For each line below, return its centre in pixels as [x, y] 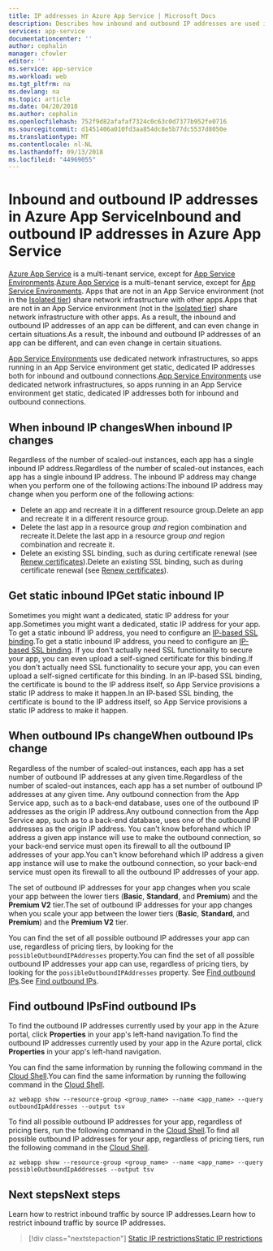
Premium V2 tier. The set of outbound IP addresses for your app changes [131, 905]
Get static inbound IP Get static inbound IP [117, 596]
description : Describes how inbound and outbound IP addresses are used [134, 24]
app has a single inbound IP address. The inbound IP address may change [133, 477]
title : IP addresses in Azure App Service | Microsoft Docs [113, 16]
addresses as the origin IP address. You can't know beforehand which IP [130, 829]
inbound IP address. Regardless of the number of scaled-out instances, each [136, 468]
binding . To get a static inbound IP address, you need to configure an [123, 641]
